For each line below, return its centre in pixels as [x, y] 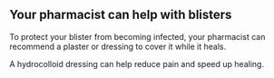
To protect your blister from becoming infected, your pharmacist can [137, 36]
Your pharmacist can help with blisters [121, 15]
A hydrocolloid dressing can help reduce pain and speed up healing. [137, 63]
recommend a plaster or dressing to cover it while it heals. [118, 46]
